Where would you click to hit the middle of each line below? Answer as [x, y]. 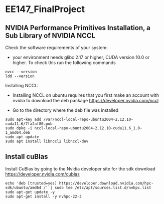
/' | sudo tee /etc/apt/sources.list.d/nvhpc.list [97, 187]
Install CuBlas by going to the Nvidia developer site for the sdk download [80, 168]
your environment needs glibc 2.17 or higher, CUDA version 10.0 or [81, 57]
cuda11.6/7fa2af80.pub [29, 124]
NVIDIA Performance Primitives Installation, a [78, 28]
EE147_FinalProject [45, 9]
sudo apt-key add [23, 119]
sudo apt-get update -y [30, 192]
